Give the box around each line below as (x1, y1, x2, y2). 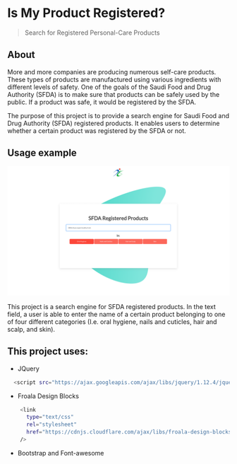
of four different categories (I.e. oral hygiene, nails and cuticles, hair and (7, 317, 217, 326)
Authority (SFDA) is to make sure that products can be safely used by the (7, 90, 220, 98)
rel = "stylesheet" (25, 421, 78, 429)
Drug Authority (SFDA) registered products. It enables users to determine (7, 119, 220, 127)
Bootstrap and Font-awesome (17, 448, 104, 457)
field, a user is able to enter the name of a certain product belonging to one (7, 310, 226, 318)
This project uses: (7, 345, 89, 358)
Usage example (7, 147, 78, 159)
